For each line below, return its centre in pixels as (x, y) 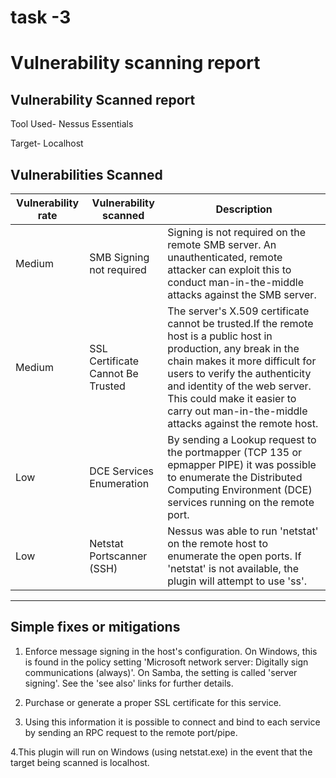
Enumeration (119, 483)
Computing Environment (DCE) (240, 489)
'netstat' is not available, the (233, 568)
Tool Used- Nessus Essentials (72, 124)
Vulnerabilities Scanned (86, 174)
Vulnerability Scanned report (103, 99)
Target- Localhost (47, 143)
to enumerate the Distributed (235, 477)
